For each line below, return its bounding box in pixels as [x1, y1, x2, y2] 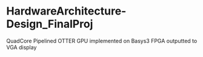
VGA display [6, 44, 37, 51]
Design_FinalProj [6, 17, 93, 31]
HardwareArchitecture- [6, 4, 127, 18]
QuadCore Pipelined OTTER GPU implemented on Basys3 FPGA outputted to [6, 37, 198, 44]
